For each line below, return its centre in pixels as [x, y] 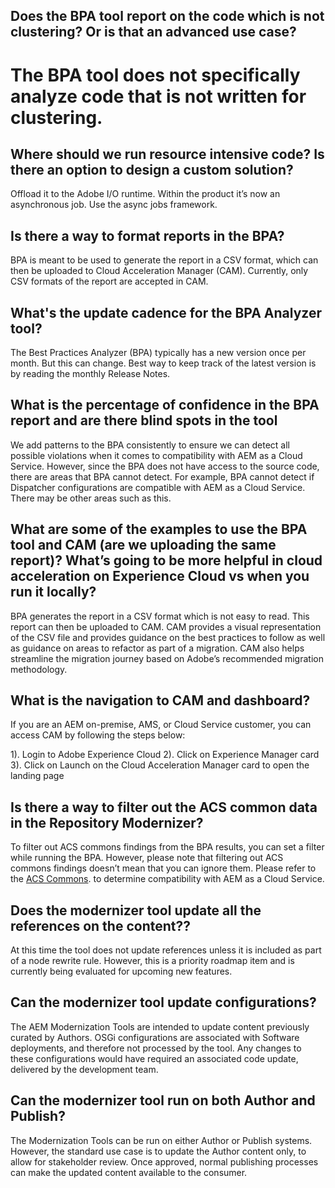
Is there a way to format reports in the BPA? [147, 235]
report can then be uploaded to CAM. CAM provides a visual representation [166, 626]
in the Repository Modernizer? [107, 822]
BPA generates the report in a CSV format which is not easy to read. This [160, 616]
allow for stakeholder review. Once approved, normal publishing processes [164, 1161]
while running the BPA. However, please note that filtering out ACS [147, 858]
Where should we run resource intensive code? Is [167, 154]
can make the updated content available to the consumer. [129, 1172]
